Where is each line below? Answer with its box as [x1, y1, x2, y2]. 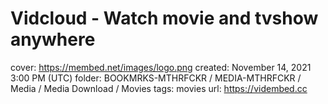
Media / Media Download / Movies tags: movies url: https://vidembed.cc [10, 82, 308, 94]
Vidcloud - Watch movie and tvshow [10, 7, 319, 30]
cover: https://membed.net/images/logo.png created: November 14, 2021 [10, 61, 312, 73]
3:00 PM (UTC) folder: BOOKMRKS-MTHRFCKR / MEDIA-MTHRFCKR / [10, 72, 302, 84]
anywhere [10, 28, 96, 51]
